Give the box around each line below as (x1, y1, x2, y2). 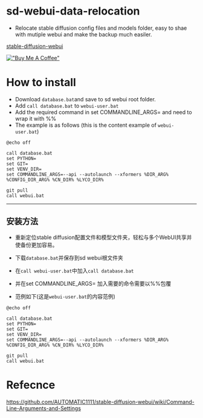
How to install (6, 76, 77, 89)
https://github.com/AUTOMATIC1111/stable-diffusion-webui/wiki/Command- (6, 398, 195, 405)
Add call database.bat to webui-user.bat (14, 102, 119, 109)
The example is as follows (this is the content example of (14, 121, 157, 129)
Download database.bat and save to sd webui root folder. (14, 95, 156, 103)
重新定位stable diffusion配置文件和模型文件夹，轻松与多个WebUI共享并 (14, 234, 192, 241)
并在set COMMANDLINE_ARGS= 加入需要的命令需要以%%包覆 (14, 280, 172, 287)
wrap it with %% (14, 115, 56, 122)
